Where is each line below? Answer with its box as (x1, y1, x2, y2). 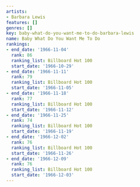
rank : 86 (11, 52, 33, 58)
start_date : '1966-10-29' (11, 63, 75, 69)
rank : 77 (11, 96, 33, 101)
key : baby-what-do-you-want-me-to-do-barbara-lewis (6, 30, 134, 36)
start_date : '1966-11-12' (11, 107, 75, 113)
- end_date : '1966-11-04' (6, 47, 69, 53)
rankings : (6, 42, 30, 47)
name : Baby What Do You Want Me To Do (6, 36, 100, 42)
